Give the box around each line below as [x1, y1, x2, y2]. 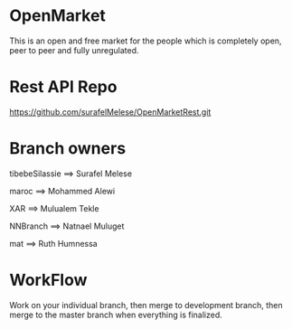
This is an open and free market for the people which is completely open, [9, 35, 282, 46]
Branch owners [9, 138, 127, 159]
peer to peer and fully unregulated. [9, 44, 139, 55]
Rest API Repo [9, 77, 118, 98]
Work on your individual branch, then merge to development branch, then [9, 299, 283, 310]
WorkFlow [9, 270, 88, 290]
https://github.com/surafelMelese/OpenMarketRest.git [9, 106, 212, 117]
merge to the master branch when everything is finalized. [9, 309, 223, 320]
